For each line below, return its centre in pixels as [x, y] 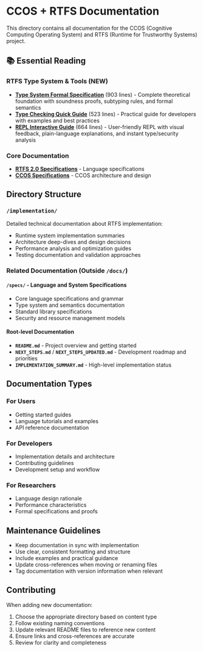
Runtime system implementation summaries [70, 235]
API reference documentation [52, 427]
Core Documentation [38, 155]
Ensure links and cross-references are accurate [75, 636]
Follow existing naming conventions [60, 623]
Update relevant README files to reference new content [85, 629]
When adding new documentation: [50, 605]
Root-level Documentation [40, 332]
